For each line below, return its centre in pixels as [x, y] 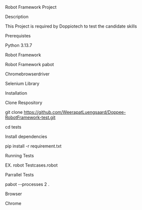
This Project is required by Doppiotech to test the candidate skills [71, 26]
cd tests [13, 127]
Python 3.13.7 [19, 45]
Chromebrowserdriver [28, 74]
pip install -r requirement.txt [33, 146]
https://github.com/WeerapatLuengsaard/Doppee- [75, 112]
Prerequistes [18, 36]
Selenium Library [22, 84]
